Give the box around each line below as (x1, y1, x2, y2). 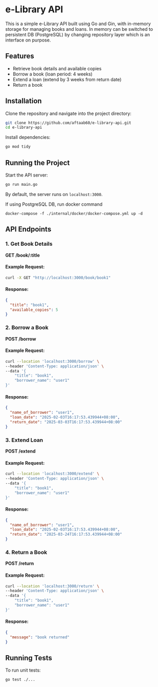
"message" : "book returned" (10, 635, 70, 640)
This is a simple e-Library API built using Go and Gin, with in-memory (5, 21, 151, 27)
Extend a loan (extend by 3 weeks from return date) (12, 76, 122, 83)
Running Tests (5, 653, 52, 662)
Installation (5, 96, 42, 106)
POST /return (5, 560, 34, 566)
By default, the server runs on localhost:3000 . (5, 191, 103, 197)
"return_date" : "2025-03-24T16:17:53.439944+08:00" (10, 532, 123, 537)
